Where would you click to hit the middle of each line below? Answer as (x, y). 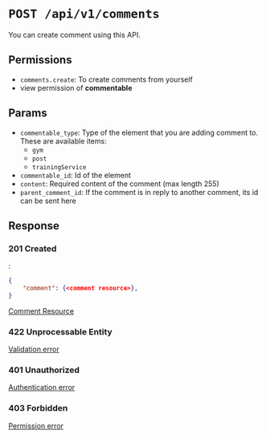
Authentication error (42, 387)
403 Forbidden (38, 408)
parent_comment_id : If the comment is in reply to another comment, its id (139, 192)
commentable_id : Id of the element (75, 175)
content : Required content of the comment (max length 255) (119, 184)
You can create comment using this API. (74, 34)
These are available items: (63, 141)
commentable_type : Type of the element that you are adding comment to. (139, 132)
